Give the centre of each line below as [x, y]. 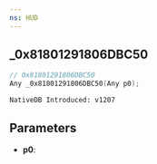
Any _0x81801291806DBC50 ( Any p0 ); [75, 84]
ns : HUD [24, 18]
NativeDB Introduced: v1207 [63, 101]
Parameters [43, 128]
